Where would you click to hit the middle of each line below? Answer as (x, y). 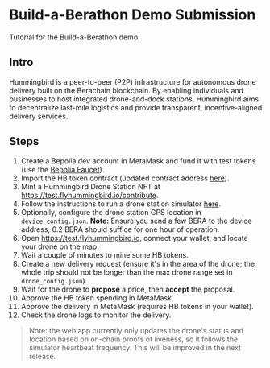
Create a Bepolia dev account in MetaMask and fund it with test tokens (138, 161)
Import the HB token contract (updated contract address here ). (125, 178)
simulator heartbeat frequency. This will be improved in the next (135, 347)
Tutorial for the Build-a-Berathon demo (74, 37)
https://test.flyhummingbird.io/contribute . (89, 195)
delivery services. (39, 116)
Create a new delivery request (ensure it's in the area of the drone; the (138, 263)
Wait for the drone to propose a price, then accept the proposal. (128, 289)
